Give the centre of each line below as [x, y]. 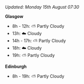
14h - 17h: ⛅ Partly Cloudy [39, 41]
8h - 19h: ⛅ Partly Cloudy [38, 76]
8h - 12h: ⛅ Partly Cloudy [38, 26]
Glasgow [14, 16]
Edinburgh [16, 67]
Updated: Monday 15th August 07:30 [42, 7]
